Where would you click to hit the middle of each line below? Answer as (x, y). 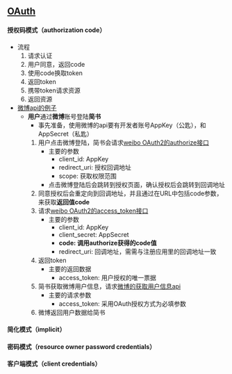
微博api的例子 (37, 108)
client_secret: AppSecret (94, 234)
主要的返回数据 (70, 269)
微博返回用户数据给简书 (72, 312)
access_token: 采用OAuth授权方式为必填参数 (122, 303)
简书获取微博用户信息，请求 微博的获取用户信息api (109, 286)
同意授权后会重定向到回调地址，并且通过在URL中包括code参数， (130, 193)
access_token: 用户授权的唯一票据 (107, 277)
